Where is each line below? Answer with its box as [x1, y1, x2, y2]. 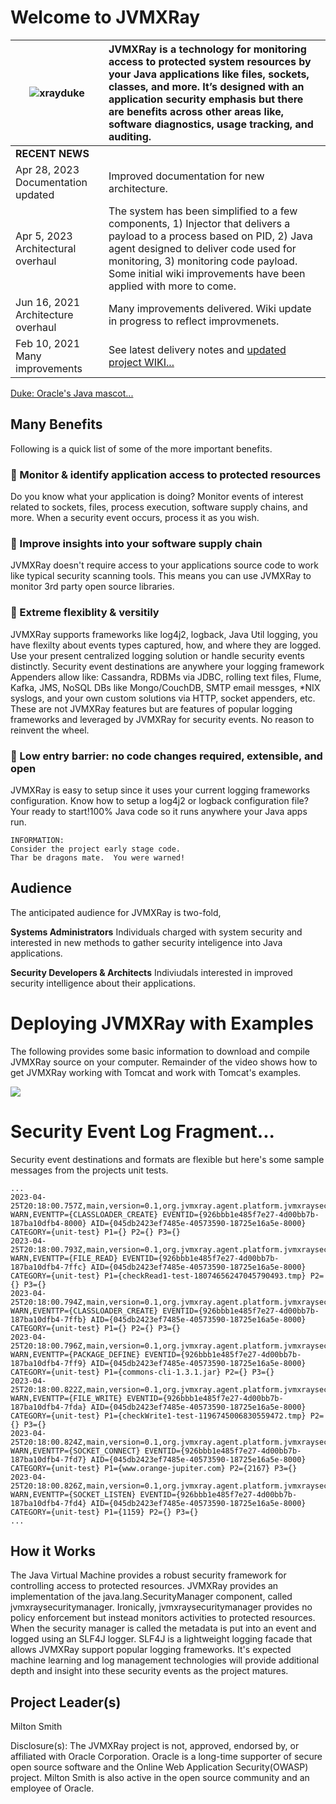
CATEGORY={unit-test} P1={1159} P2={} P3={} [10, 1507, 199, 1517]
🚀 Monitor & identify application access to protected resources [10, 467, 322, 481]
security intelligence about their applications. [10, 977, 196, 989]
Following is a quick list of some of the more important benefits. [10, 442, 273, 455]
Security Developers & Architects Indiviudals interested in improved [10, 966, 293, 978]
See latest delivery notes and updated [108, 342, 287, 356]
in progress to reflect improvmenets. [108, 314, 280, 328]
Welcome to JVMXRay [10, 6, 201, 29]
